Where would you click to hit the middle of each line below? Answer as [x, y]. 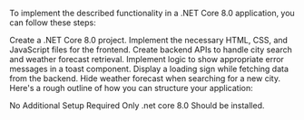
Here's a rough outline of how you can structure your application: [131, 88]
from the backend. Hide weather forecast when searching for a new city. [145, 78]
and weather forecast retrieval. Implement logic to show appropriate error [147, 59]
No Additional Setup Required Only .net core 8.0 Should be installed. [137, 106]
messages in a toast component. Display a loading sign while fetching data [149, 69]
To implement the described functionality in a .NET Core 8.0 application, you [152, 13]
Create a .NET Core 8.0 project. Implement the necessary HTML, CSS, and [149, 40]
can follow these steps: [53, 23]
